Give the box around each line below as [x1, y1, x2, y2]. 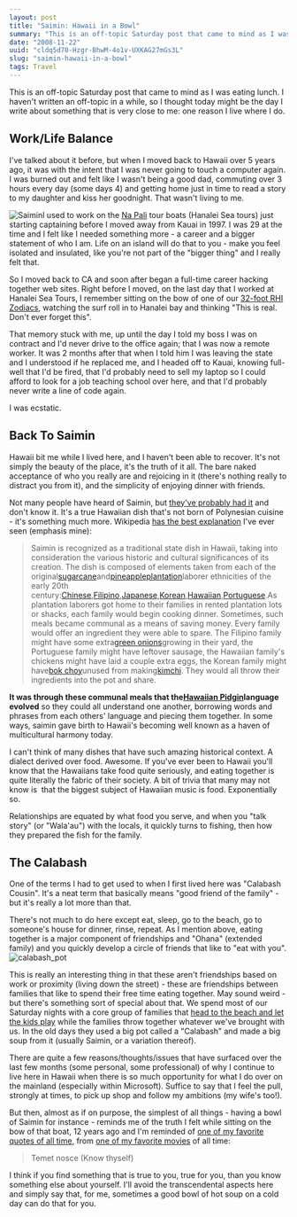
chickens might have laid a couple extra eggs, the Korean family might [30, 655, 287, 666]
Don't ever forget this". [9, 311, 92, 322]
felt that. [9, 256, 40, 267]
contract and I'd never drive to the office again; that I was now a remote [9, 338, 270, 348]
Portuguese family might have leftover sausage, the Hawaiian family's [30, 646, 286, 657]
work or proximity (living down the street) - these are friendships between [9, 979, 278, 989]
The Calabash [9, 854, 88, 870]
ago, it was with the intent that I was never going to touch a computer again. [9, 164, 286, 175]
